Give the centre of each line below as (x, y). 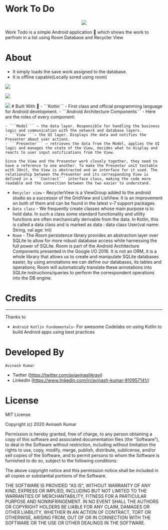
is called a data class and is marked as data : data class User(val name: (86, 225)
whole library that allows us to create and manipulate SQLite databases (85, 256)
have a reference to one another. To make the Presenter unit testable (81, 166)
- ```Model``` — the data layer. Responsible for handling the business (82, 126)
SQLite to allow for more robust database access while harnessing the (85, 240)
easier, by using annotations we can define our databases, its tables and (87, 262)
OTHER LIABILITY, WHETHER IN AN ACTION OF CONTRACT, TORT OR (78, 512)
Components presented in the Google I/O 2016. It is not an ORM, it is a (84, 251)
